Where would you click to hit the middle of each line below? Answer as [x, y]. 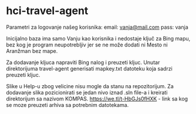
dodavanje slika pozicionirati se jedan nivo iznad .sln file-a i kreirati [87, 92]
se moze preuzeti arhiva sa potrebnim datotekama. [67, 105]
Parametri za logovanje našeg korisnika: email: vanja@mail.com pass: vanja [97, 27]
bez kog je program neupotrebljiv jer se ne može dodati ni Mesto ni [87, 45]
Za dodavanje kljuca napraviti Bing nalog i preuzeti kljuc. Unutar [83, 62]
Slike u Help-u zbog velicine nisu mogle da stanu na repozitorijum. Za [90, 86]
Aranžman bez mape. [32, 51]
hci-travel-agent [47, 11]
